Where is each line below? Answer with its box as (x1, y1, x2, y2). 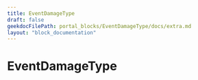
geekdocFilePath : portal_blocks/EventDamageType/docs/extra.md (7, 23, 192, 29)
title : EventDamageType (7, 10, 75, 17)
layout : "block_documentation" (7, 29, 97, 36)
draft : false (7, 16, 45, 23)
